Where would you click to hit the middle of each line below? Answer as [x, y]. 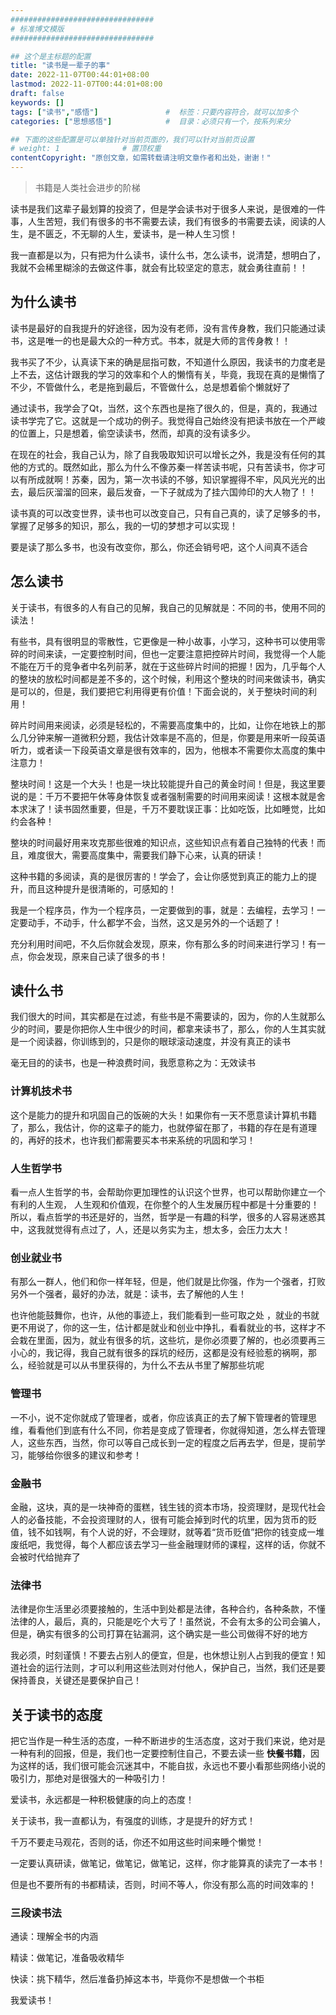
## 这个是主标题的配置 [51, 56]
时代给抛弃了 [54, 1557]
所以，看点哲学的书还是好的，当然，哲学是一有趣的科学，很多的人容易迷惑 [163, 1217]
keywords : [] [37, 102]
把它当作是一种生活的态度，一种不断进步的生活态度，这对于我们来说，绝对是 [168, 1741]
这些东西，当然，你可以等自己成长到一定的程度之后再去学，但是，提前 [172, 1442]
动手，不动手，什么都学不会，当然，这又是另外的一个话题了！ [154, 922]
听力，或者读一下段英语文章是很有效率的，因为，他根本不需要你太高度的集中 [168, 750]
